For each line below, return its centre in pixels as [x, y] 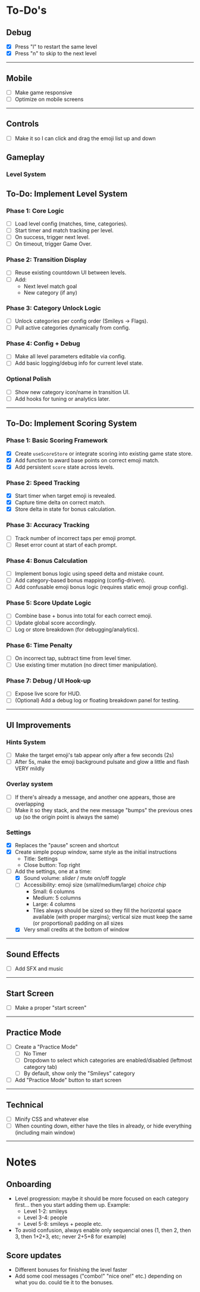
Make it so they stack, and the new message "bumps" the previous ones [104, 810]
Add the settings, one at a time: [53, 872]
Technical [25, 1104]
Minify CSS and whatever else [52, 1119]
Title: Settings [41, 859]
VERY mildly [29, 769]
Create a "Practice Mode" [46, 1046]
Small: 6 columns [54, 891]
